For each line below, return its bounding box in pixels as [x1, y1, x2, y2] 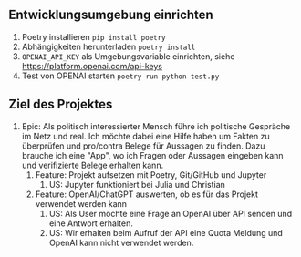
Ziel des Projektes [8, 97, 113, 112]
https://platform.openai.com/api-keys [21, 60, 163, 71]
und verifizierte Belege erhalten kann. [21, 159, 164, 170]
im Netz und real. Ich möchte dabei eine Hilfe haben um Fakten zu [21, 130, 270, 141]
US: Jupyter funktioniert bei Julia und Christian [48, 179, 225, 190]
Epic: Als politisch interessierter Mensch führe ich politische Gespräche [21, 120, 291, 131]
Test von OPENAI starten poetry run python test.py [21, 70, 220, 81]
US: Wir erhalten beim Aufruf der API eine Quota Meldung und [48, 227, 284, 238]
